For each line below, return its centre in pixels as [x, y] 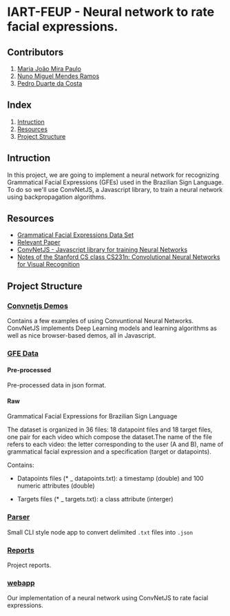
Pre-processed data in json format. [57, 385]
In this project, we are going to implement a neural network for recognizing [113, 175]
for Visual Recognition [49, 264]
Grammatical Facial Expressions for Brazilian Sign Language [92, 416]
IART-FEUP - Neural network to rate [111, 12]
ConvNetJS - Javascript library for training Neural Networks [102, 250]
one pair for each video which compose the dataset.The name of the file [109, 437]
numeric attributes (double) [56, 486]
